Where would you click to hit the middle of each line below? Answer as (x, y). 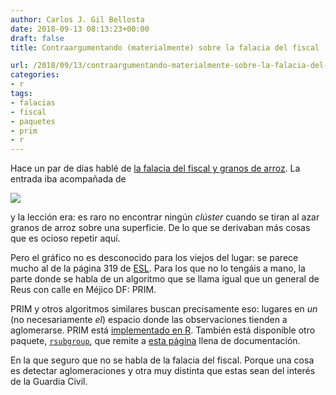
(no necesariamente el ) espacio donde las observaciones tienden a (149, 320)
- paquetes (33, 121)
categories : (35, 75)
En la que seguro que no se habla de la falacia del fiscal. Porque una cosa (162, 360)
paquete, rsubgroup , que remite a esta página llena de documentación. (155, 341)
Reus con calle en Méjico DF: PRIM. (83, 290)
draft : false (37, 38)
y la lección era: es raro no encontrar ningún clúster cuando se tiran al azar (165, 217)
